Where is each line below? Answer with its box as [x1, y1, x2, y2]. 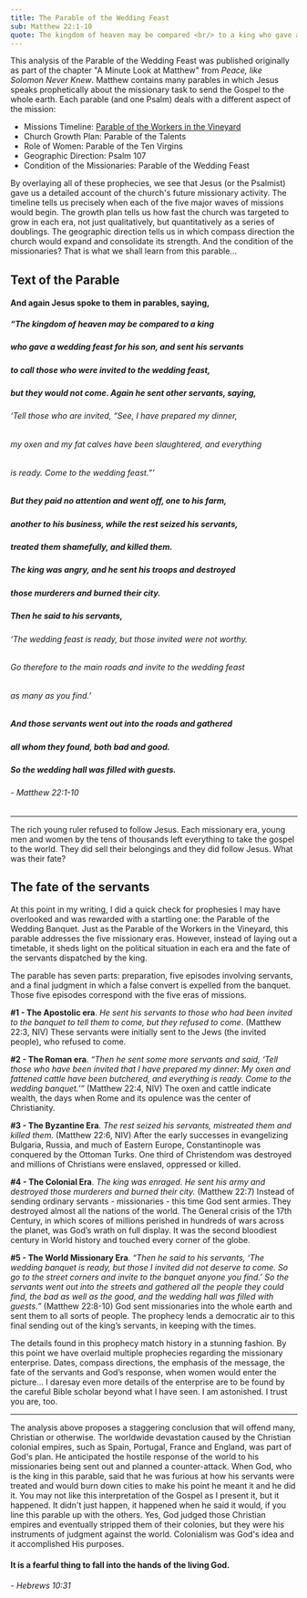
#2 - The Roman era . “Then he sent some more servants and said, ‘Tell [10, 1053, 279, 1064]
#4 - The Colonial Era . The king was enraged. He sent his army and [10, 1176, 266, 1187]
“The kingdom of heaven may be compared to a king [10, 318, 215, 329]
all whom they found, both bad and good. [10, 741, 171, 752]
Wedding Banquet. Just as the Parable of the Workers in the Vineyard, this [10, 923, 289, 934]
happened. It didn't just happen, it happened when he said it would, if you [10, 1499, 287, 1510]
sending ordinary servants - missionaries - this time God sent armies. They [10, 1196, 292, 1207]
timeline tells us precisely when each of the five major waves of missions [10, 197, 284, 208]
